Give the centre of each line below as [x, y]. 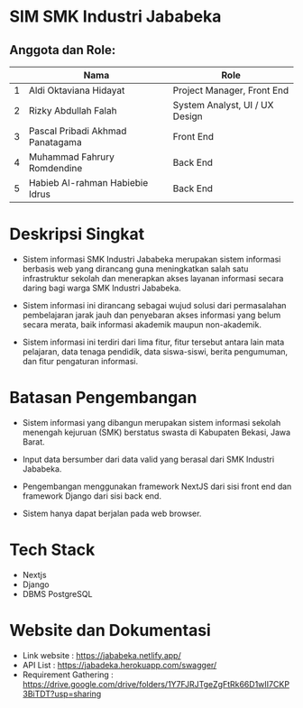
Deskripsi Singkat [77, 234]
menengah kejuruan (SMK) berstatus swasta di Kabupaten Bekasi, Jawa [156, 432]
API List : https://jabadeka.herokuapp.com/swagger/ [119, 665]
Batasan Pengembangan [103, 398]
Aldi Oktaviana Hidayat [77, 90]
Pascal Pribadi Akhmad [78, 131]
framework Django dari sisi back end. [92, 496]
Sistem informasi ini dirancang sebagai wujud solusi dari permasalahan [154, 305]
